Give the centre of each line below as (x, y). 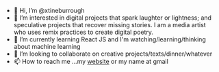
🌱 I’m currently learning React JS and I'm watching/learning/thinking (110, 39)
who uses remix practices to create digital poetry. (83, 32)
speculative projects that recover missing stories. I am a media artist (110, 25)
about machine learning (47, 47)
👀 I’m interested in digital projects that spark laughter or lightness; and (113, 18)
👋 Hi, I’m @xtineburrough (49, 11)
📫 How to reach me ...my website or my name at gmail (91, 61)
